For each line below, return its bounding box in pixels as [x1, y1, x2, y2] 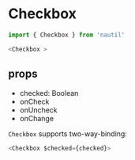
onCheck [19, 97, 50, 106]
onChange [19, 113, 54, 123]
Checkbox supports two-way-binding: [8, 128, 128, 139]
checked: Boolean [19, 88, 79, 97]
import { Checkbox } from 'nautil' [8, 31, 126, 39]
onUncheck [19, 105, 58, 115]
